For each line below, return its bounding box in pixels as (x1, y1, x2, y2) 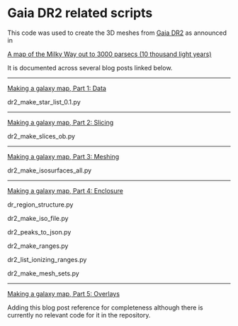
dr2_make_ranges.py (7, 241, 69, 250)
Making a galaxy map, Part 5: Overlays (7, 289, 120, 298)
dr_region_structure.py (7, 200, 74, 209)
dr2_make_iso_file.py (7, 214, 69, 222)
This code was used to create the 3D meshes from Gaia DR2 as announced (7, 28, 227, 37)
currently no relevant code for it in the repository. (7, 310, 151, 319)
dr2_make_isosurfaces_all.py (7, 165, 92, 175)
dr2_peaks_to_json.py (7, 227, 72, 236)
